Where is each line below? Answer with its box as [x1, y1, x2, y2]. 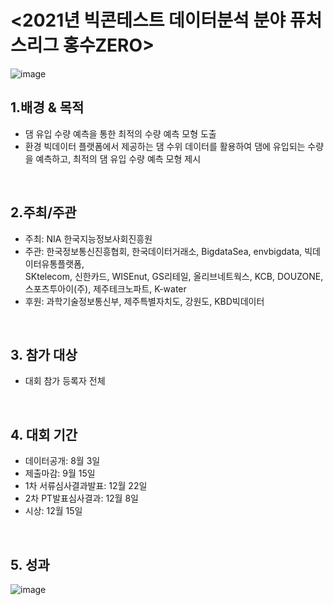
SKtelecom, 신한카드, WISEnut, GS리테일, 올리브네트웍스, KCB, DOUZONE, [24, 270, 324, 282]
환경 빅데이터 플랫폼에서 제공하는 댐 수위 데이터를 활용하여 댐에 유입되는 [24, 140, 306, 152]
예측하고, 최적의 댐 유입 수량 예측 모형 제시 [35, 152, 202, 165]
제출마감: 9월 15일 [24, 467, 96, 480]
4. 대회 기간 [10, 426, 78, 443]
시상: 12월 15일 [24, 505, 83, 517]
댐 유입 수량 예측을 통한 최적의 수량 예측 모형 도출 [24, 127, 217, 140]
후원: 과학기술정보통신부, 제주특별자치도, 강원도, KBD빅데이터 [24, 295, 265, 307]
